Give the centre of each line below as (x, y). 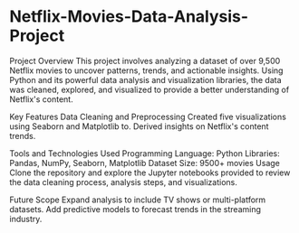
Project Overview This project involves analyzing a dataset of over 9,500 (145, 61)
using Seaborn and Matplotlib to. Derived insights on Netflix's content (139, 126)
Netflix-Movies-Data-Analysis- (129, 17)
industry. (26, 219)
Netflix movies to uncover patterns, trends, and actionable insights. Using (146, 70)
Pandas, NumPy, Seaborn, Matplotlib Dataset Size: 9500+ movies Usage (145, 163)
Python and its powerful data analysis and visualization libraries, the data (146, 79)
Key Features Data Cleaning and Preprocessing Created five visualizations (148, 116)
